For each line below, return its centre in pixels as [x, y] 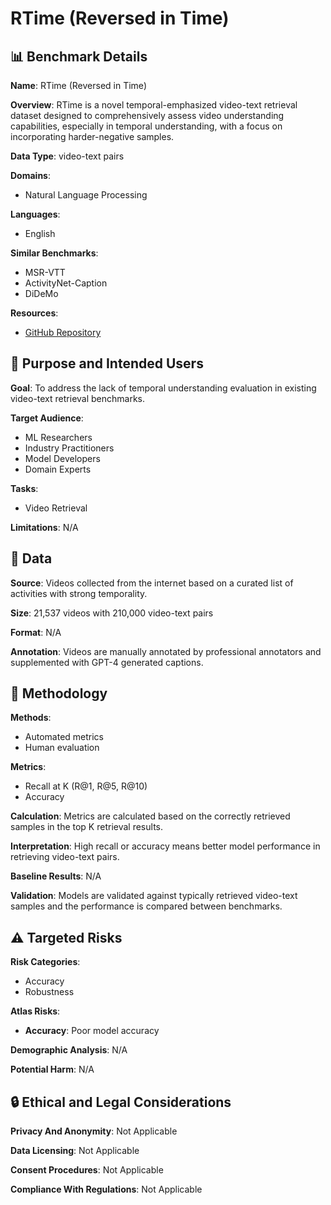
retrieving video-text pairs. [65, 857]
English [40, 233]
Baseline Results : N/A [56, 876]
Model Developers [62, 458]
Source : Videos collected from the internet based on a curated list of [152, 583]
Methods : [31, 718]
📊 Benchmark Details [79, 56]
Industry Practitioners [69, 448]
